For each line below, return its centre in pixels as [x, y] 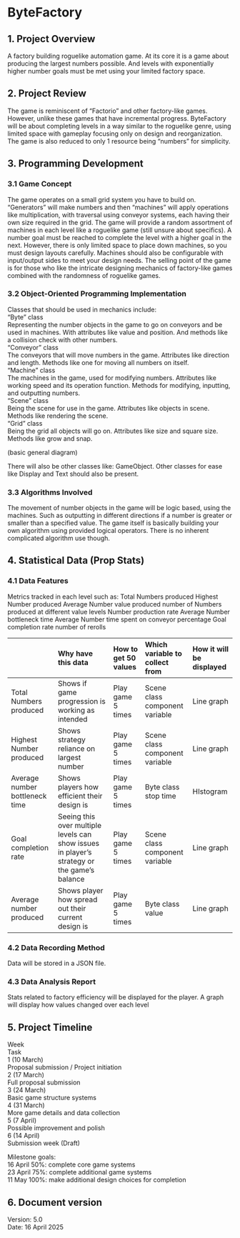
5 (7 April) [22, 1120]
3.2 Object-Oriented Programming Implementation [97, 294]
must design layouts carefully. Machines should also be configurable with [115, 253]
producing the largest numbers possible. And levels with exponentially [111, 64]
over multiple [80, 825]
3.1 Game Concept [40, 184]
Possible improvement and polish [56, 1128]
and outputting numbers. [44, 393]
